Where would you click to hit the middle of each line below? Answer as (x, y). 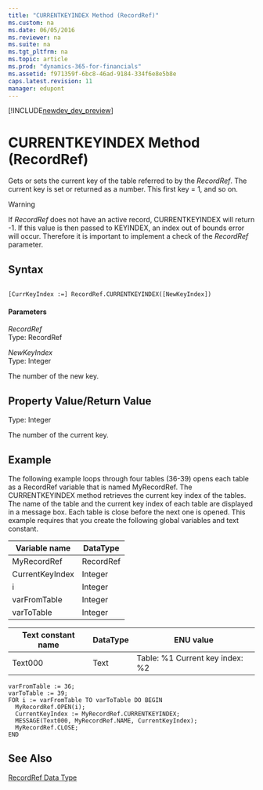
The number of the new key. (54, 376)
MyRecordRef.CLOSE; (47, 727)
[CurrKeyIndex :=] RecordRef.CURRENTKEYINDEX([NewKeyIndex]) (110, 294)
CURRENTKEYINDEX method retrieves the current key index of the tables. (127, 495)
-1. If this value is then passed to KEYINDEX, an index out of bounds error (126, 228)
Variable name (43, 548)
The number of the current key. (58, 435)
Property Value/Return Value (80, 401)
